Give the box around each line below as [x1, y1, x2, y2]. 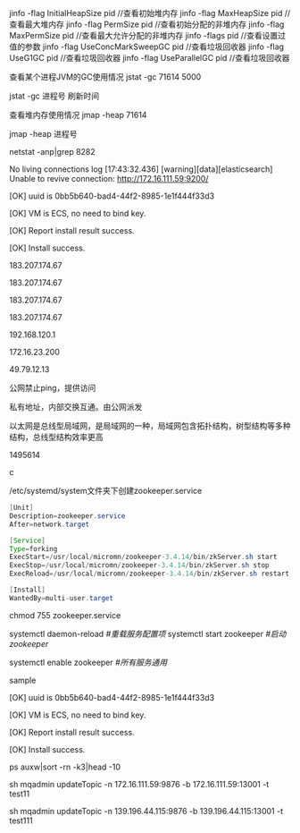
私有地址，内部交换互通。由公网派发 [9, 402, 143, 412]
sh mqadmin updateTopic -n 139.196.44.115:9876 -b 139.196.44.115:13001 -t [9, 805, 284, 816]
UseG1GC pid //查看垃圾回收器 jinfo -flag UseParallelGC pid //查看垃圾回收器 [9, 53, 290, 63]
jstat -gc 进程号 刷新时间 [9, 90, 100, 101]
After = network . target [9, 520, 90, 529]
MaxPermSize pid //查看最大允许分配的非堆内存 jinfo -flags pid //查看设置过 [9, 30, 286, 40]
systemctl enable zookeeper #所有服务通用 [9, 657, 168, 667]
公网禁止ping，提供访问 [9, 383, 96, 393]
